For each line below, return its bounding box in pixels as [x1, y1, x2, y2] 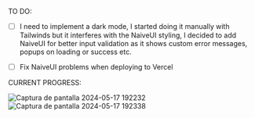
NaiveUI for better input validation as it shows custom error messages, [19, 39, 248, 48]
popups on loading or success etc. [19, 47, 132, 57]
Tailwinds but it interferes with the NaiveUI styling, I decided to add [19, 30, 237, 40]
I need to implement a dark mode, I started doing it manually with [19, 22, 230, 30]
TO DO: [8, 7, 33, 16]
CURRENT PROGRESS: [8, 78, 82, 88]
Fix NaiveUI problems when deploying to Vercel [19, 63, 173, 72]
